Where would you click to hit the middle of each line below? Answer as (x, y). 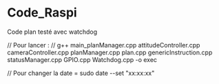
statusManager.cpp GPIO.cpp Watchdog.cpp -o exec (82, 59)
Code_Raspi (42, 13)
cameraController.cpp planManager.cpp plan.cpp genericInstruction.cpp (110, 52)
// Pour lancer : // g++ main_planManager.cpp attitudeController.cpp (104, 45)
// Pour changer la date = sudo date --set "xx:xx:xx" (81, 73)
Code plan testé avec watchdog (52, 32)
